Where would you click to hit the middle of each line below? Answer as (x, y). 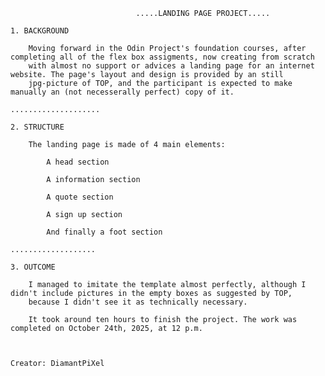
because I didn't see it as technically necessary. (138, 302)
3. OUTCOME (33, 267)
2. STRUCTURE (37, 127)
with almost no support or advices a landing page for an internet (171, 66)
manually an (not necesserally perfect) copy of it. (122, 92)
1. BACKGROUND (40, 31)
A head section (78, 162)
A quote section (80, 197)
